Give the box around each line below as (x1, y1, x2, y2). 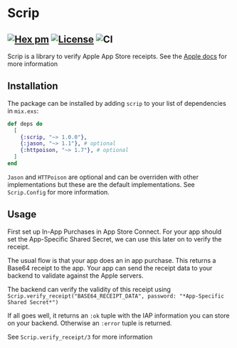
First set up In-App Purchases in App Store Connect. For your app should (7, 227, 222, 236)
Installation (7, 80, 58, 92)
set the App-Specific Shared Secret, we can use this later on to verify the (7, 234, 222, 243)
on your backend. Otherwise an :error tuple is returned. (7, 318, 172, 327)
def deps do (7, 120, 43, 127)
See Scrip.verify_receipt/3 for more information (7, 332, 153, 341)
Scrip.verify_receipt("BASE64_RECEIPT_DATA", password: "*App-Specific (7, 293, 224, 300)
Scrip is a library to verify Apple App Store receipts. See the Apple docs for (7, 52, 228, 60)
